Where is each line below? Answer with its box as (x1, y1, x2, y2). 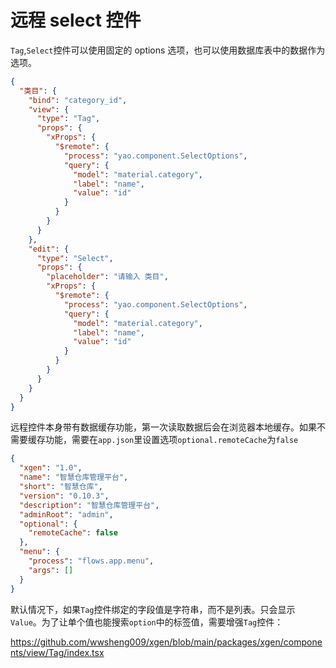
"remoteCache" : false (28, 528, 118, 538)
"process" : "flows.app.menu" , (28, 556, 155, 566)
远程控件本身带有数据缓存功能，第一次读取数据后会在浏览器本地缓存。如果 (10, 421, 317, 433)
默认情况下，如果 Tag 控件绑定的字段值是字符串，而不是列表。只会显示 (10, 603, 296, 615)
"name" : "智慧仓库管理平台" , (19, 472, 129, 483)
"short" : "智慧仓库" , (19, 482, 103, 492)
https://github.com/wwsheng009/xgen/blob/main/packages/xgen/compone (10, 636, 323, 648)
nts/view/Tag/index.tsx (10, 646, 105, 658)
